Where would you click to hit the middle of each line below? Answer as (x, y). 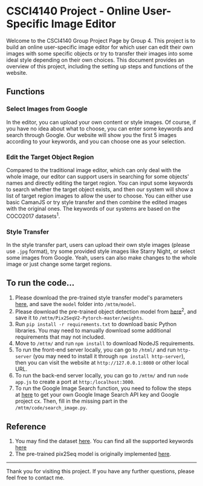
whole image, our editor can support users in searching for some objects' (98, 176)
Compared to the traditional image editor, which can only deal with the (94, 170)
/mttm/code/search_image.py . (51, 408)
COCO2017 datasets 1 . (33, 216)
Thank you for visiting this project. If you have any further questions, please (100, 472)
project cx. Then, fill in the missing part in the (71, 401)
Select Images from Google (47, 109)
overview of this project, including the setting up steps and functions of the (100, 66)
